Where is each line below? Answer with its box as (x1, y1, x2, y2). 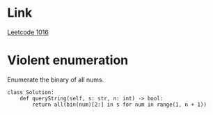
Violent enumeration (7, 52, 129, 68)
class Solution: (7, 89, 54, 95)
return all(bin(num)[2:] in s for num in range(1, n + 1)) (32, 101, 207, 108)
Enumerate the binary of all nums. (7, 75, 104, 84)
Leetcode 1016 (7, 28, 49, 36)
